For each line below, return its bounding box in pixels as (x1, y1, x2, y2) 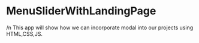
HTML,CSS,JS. (6, 30, 43, 37)
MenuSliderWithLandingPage (6, 4, 156, 18)
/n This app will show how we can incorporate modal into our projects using (6, 24, 194, 31)
